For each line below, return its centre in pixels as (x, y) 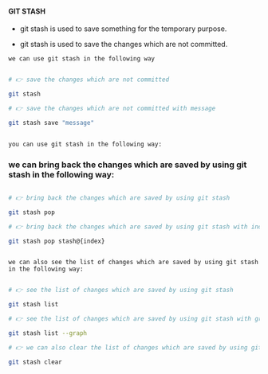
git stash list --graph (48, 333)
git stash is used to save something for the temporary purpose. (123, 29)
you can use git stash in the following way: (85, 144)
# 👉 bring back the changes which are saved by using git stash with (128, 227)
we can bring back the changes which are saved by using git (128, 165)
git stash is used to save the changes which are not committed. (124, 45)
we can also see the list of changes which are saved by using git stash (134, 263)
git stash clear (35, 362)
